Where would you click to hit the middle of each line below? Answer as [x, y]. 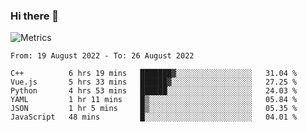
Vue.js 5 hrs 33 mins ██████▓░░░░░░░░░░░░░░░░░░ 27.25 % [154, 82]
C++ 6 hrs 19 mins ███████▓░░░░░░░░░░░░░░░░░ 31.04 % [154, 74]
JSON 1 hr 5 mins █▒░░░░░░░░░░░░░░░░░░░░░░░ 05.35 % [154, 109]
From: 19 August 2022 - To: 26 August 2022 [102, 56]
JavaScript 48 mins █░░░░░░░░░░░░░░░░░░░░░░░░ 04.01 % [154, 117]
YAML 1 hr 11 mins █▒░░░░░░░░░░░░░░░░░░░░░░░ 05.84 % [154, 100]
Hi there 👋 [35, 16]
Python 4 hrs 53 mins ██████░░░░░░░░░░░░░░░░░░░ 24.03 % [154, 91]
